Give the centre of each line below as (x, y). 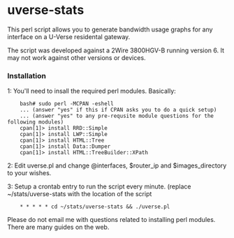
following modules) (36, 122)
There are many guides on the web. (58, 227)
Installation (27, 75)
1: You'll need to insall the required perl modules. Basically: (92, 91)
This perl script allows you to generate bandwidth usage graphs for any (110, 29)
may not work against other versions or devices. (76, 57)
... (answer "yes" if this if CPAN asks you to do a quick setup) (118, 110)
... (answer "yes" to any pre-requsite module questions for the (117, 116)
